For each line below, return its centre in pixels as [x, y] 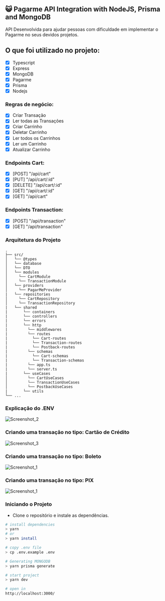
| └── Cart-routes [36, 339]
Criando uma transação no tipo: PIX [50, 480]
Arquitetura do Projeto [33, 240]
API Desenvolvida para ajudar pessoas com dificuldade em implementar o [82, 29]
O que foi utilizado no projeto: [53, 51]
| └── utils [24, 391]
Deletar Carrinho [30, 132]
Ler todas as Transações [38, 121]
